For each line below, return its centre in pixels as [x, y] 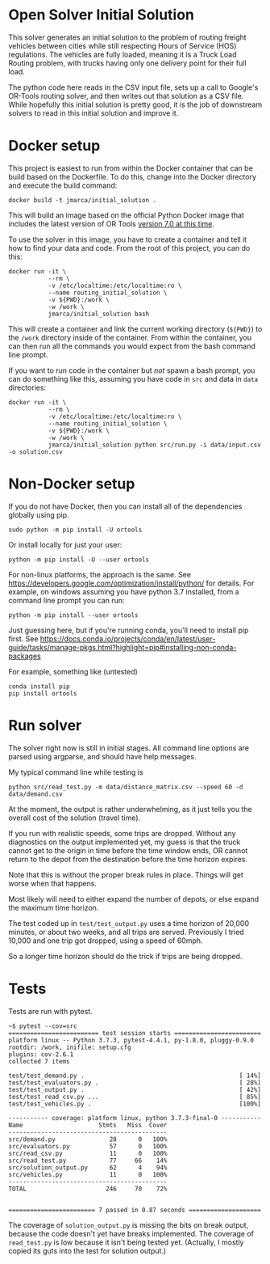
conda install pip [39, 686]
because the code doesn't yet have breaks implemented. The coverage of [131, 1233]
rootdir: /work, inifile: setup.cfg [70, 1047]
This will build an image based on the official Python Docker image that [126, 215]
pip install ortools [43, 693]
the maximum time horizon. [54, 907]
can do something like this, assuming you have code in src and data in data [133, 378]
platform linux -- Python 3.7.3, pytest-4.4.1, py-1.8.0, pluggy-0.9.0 [131, 1040]
